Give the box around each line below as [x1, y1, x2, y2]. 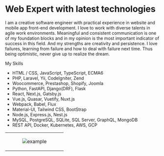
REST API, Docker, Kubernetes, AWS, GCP [12, 122, 97, 128]
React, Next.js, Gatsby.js [12, 91, 62, 97]
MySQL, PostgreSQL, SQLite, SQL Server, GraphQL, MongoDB [12, 117, 138, 123]
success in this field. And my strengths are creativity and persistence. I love [5, 40, 158, 46]
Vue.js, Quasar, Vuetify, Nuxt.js [12, 96, 75, 102]
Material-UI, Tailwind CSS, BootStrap [12, 106, 87, 112]
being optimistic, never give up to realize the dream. [5, 51, 110, 57]
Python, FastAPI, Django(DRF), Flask [12, 85, 86, 91]
